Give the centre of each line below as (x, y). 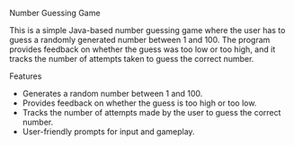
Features (26, 76)
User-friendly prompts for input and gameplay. (108, 132)
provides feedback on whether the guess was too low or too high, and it (143, 49)
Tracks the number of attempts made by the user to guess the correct (151, 112)
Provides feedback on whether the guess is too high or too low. (139, 103)
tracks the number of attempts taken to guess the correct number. (132, 59)
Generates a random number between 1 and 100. (112, 94)
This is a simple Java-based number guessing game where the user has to (147, 30)
